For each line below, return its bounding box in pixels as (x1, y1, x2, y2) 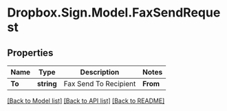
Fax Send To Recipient (63, 79, 136, 88)
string (36, 79, 57, 88)
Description (80, 68, 120, 77)
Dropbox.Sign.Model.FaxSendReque (7, 5, 221, 21)
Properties (7, 47, 54, 59)
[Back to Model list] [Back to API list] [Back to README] (7, 97, 165, 105)
